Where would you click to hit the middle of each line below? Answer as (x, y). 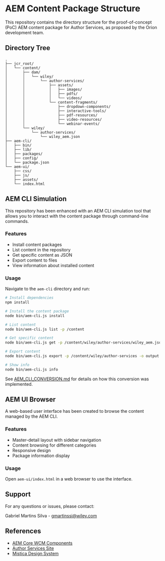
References (23, 531)
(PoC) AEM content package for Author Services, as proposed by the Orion (81, 27)
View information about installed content (53, 265)
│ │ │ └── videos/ (44, 98)
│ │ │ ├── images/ (44, 89)
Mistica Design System (35, 553)
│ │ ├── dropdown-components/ (58, 107)
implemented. (19, 384)
